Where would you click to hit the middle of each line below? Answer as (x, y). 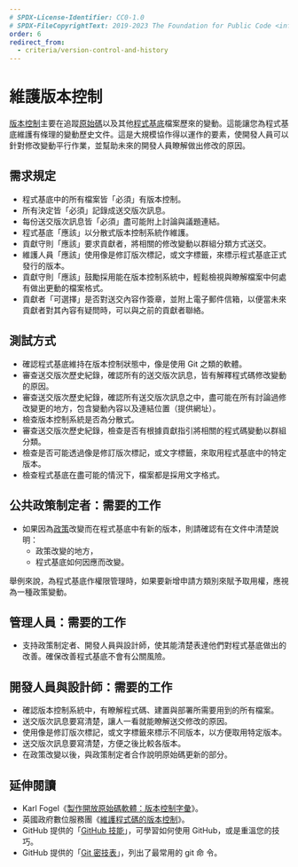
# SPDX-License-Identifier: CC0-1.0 (77, 17)
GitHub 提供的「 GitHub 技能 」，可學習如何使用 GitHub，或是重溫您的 (147, 830)
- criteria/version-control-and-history (93, 51)
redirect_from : (37, 42)
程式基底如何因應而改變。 (82, 562)
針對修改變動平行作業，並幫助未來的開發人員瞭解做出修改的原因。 (129, 146)
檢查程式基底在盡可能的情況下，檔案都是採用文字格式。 (123, 475)
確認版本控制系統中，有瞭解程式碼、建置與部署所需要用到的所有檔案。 (150, 710)
